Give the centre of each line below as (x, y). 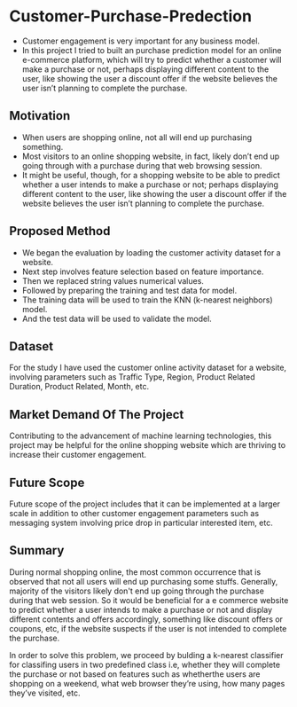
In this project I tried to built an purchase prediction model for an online (152, 50)
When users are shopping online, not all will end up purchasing (137, 137)
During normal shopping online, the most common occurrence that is (135, 572)
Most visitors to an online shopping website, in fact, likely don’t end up (151, 156)
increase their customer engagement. (78, 455)
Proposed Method (60, 231)
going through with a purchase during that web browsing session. (142, 165)
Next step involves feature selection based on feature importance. (143, 271)
